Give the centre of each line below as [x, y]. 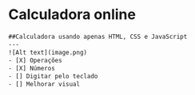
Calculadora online [72, 15]
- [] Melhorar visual [44, 84]
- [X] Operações [35, 60]
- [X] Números [32, 68]
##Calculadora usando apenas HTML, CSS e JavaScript [98, 36]
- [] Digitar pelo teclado [53, 76]
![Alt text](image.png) [48, 52]
